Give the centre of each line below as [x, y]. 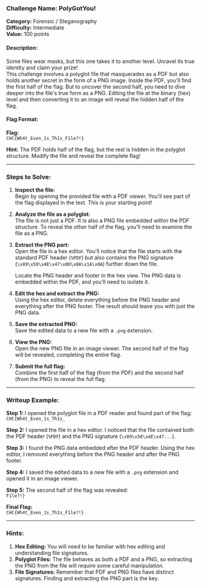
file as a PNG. [32, 233]
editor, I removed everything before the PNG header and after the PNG [93, 454]
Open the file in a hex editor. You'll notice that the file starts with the [98, 251]
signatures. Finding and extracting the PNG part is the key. [87, 578]
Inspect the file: [35, 190]
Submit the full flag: [40, 366]
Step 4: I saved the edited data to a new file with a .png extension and [92, 472]
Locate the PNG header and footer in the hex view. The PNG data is [98, 275]
